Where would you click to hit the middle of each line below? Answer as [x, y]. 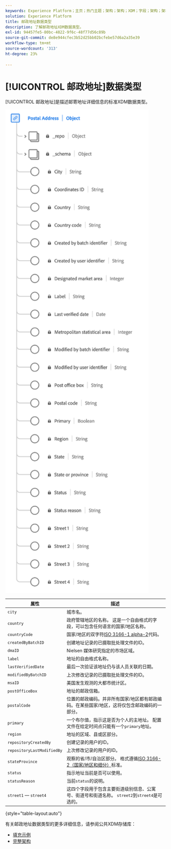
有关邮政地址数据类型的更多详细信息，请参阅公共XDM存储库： [71, 824]
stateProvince [22, 762]
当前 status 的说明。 [87, 781]
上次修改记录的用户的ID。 [93, 750]
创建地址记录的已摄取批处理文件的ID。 [107, 642]
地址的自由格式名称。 [89, 658]
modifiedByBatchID [27, 675]
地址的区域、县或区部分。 [93, 734]
